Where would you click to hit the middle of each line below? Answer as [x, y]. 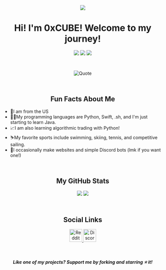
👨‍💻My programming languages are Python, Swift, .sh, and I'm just [79, 116]
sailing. [18, 144]
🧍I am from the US [29, 111]
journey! [83, 39]
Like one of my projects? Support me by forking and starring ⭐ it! [83, 262]
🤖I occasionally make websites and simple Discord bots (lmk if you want [85, 149]
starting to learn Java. [33, 122]
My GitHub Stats [83, 181]
